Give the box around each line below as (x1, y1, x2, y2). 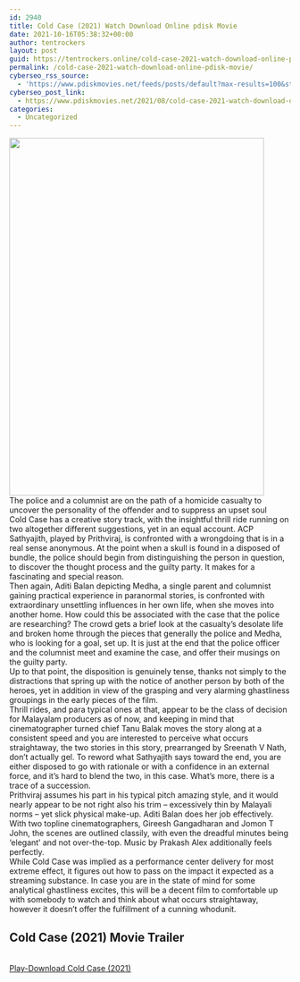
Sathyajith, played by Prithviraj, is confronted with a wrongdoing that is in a (9, 533, 285, 544)
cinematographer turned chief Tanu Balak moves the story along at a (9, 724, 262, 734)
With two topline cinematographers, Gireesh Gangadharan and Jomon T (9, 818, 274, 829)
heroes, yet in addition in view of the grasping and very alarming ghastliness (9, 685, 290, 696)
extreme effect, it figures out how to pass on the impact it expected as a (9, 866, 274, 876)
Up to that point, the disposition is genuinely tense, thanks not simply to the (9, 666, 287, 677)
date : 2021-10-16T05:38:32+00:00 (9, 30, 134, 38)
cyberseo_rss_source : (9, 72, 90, 80)
